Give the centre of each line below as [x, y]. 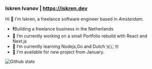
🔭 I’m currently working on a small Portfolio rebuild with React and [80, 36]
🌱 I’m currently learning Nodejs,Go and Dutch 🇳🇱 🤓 [65, 46]
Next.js [20, 41]
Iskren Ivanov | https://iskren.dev [46, 8]
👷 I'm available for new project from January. [58, 52]
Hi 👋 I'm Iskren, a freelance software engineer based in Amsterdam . [75, 19]
